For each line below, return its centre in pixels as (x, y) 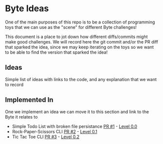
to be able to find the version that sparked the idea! (56, 52)
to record (14, 84)
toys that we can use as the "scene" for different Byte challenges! (71, 27)
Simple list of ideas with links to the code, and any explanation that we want (81, 79)
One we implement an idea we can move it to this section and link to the (77, 112)
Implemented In (29, 100)
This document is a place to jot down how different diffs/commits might (76, 37)
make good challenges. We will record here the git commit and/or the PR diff (81, 41)
